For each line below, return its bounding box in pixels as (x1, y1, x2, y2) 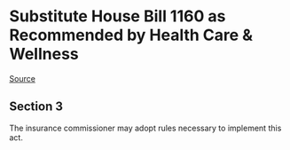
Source (9, 73, 35, 83)
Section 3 (9, 99, 64, 114)
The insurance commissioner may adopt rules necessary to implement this (9, 122, 282, 133)
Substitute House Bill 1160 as (9, 6, 226, 27)
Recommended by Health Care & (9, 25, 254, 45)
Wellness (9, 44, 79, 64)
